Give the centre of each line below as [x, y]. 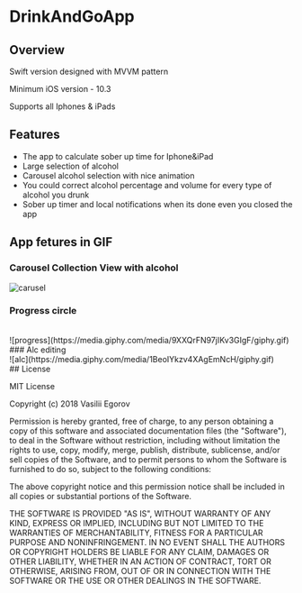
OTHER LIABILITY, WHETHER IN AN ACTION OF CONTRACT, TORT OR [140, 561]
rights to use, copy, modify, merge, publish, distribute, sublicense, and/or [145, 450]
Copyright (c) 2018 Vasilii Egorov [70, 404]
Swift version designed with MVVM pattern [89, 71]
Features [35, 135]
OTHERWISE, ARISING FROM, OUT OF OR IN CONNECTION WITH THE [140, 570]
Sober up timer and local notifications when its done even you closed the [157, 204]
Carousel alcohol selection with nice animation [108, 175]
